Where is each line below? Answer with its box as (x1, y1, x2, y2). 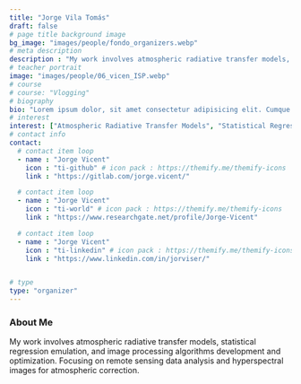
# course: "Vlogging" (9, 88, 90, 97)
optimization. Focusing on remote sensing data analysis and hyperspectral (9, 355, 284, 366)
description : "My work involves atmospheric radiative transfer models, (9, 55, 291, 64)
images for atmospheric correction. (9, 365, 140, 376)
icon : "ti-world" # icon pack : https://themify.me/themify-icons (25, 205, 282, 214)
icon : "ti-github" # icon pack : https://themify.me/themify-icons (25, 163, 287, 172)
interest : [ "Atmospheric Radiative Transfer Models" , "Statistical (9, 122, 267, 131)
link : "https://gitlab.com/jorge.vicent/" (25, 171, 191, 180)
